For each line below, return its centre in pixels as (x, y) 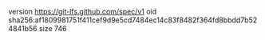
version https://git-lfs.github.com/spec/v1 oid (83, 12)
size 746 (53, 28)
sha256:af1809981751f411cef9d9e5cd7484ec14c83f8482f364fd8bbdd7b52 (133, 20)
